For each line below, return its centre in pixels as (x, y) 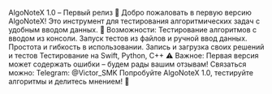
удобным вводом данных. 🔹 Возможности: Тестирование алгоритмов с (133, 30)
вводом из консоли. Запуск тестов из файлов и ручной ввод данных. (128, 38)
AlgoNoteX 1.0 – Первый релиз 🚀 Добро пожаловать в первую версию (130, 13)
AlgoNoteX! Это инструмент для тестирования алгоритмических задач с (134, 21)
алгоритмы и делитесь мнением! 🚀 (69, 81)
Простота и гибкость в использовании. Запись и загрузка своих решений (136, 47)
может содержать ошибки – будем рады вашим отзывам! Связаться (127, 64)
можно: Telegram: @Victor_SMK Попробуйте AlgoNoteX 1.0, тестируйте (131, 73)
